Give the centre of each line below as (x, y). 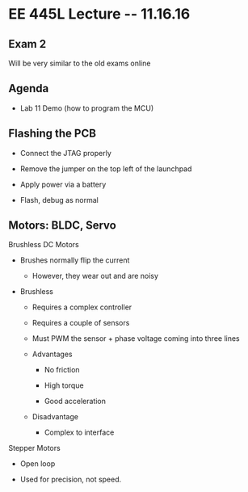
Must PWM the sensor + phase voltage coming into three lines (136, 339)
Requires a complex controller (82, 307)
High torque (64, 385)
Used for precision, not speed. (71, 479)
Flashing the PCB (53, 134)
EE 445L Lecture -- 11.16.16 (99, 14)
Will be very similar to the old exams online (80, 63)
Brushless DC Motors (44, 245)
